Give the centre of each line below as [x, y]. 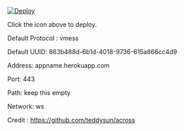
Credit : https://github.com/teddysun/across [71, 120]
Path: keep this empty [39, 93]
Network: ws [26, 106]
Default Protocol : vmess [43, 38]
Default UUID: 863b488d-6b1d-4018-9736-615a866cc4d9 [92, 52]
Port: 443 [21, 79]
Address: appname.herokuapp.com [59, 65]
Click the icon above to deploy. [52, 24]
